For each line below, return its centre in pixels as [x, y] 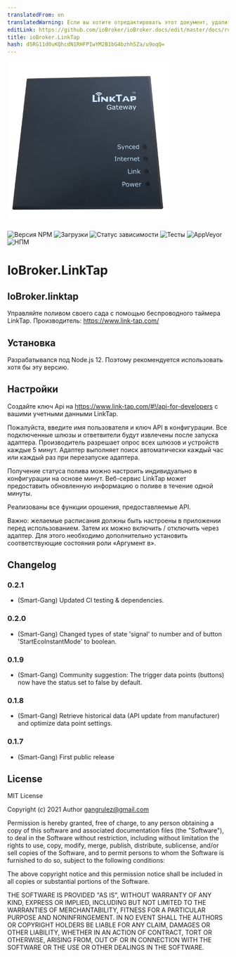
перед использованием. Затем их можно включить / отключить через [113, 528]
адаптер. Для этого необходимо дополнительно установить [98, 535]
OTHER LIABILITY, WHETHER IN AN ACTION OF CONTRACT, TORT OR [110, 932]
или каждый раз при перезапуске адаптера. [74, 457]
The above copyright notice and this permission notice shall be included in [115, 874]
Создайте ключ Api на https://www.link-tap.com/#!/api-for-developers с [113, 406]
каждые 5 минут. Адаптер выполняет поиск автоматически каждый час [116, 449]
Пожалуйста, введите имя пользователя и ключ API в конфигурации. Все [117, 427]
